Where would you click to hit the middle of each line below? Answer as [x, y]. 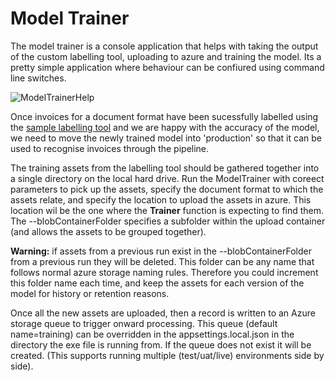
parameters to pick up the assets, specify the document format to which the [167, 189]
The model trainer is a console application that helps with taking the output [164, 46]
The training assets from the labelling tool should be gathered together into [165, 168]
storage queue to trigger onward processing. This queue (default [144, 323]
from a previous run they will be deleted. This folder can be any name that [162, 261]
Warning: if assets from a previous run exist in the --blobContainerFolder [161, 251]
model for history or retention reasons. [90, 293]
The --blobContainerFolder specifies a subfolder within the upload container [168, 221]
